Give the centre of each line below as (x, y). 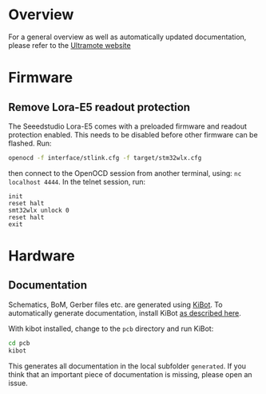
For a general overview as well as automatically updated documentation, (127, 37)
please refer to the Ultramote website (69, 45)
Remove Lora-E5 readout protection (99, 107)
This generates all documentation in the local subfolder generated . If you (127, 366)
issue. (18, 383)
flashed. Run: (30, 143)
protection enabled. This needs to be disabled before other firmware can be (133, 134)
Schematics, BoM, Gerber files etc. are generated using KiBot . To (115, 304)
